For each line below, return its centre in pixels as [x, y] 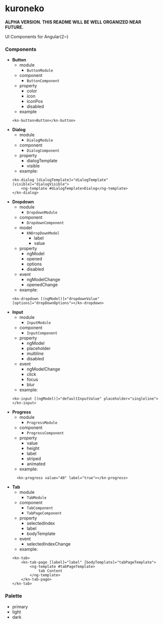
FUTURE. [14, 27]
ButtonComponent [43, 81]
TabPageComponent [44, 513]
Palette [14, 596]
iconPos [35, 101]
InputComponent [42, 333]
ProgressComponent [45, 433]
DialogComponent [43, 151]
